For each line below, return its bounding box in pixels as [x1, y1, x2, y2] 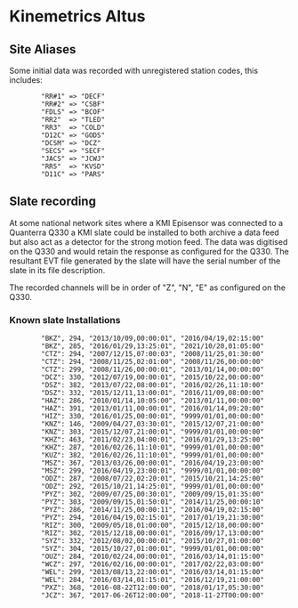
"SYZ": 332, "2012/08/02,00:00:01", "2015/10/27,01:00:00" [41, 537, 265, 546]
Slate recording [9, 194, 96, 209]
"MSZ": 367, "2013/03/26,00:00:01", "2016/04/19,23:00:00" [41, 458, 265, 468]
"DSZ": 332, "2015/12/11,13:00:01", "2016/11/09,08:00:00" [41, 389, 265, 398]
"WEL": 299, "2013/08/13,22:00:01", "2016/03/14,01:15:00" [41, 568, 265, 577]
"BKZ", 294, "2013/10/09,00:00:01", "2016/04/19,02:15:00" [41, 334, 265, 344]
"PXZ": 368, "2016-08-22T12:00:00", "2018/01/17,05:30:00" [41, 583, 265, 593]
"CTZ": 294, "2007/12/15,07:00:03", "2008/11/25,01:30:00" [41, 350, 265, 359]
